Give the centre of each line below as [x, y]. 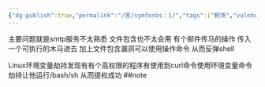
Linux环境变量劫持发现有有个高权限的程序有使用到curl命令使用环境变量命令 [130, 65]
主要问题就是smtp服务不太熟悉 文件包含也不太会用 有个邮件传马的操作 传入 [130, 38]
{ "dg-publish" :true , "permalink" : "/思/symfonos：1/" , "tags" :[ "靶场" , [121, 15]
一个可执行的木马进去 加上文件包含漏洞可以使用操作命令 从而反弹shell [121, 49]
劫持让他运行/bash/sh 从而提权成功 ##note [78, 74]
